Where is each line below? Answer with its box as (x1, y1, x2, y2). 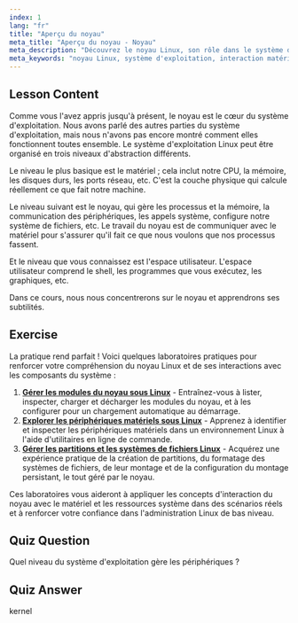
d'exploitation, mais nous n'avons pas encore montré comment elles (9, 129, 259, 140)
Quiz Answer (9, 582, 82, 597)
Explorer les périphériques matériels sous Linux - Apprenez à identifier (21, 415, 286, 425)
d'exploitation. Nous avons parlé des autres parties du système (9, 120, 240, 130)
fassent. (9, 238, 39, 249)
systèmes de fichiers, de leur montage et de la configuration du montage (21, 462, 289, 472)
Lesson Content (9, 87, 99, 102)
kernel (9, 606, 33, 617)
